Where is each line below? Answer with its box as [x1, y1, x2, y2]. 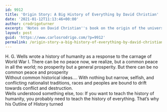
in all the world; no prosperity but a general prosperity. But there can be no [5, 64, 159, 70]
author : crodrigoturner [5, 21, 55, 26]
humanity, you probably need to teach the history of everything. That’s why [5, 96, 159, 102]
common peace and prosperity [5, 69, 69, 75]
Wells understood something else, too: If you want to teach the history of [5, 90, 155, 96]
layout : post [5, 30, 32, 35]
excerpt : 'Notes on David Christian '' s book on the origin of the [5, 26, 146, 31]
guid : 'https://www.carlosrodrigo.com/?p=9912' [5, 35, 106, 40]
